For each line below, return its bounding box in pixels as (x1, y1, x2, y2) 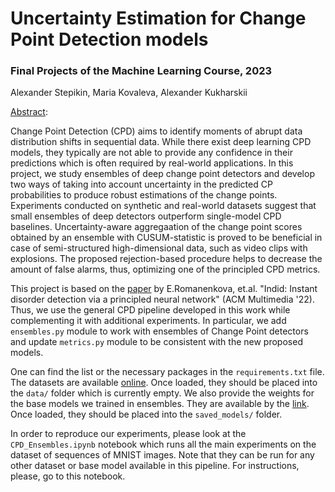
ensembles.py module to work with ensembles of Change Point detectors (10, 325, 309, 337)
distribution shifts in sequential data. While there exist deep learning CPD (10, 136, 312, 148)
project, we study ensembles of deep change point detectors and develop (10, 168, 315, 180)
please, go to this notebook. (10, 470, 126, 482)
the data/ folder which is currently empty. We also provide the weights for (10, 387, 315, 399)
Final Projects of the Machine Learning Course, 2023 (10, 64, 273, 78)
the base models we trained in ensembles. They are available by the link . (10, 398, 310, 410)
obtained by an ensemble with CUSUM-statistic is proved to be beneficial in (10, 232, 323, 244)
